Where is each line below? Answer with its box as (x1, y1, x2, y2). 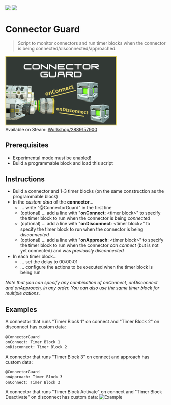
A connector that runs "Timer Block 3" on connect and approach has (5, 353, 150, 360)
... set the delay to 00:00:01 (20, 259, 78, 265)
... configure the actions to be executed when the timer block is (20, 264, 153, 270)
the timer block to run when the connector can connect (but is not (20, 242, 159, 248)
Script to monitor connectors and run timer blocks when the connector (17, 40, 166, 46)
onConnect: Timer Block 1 (5, 340, 60, 345)
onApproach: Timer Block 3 (5, 375, 63, 380)
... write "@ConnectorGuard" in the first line (20, 205, 112, 211)
